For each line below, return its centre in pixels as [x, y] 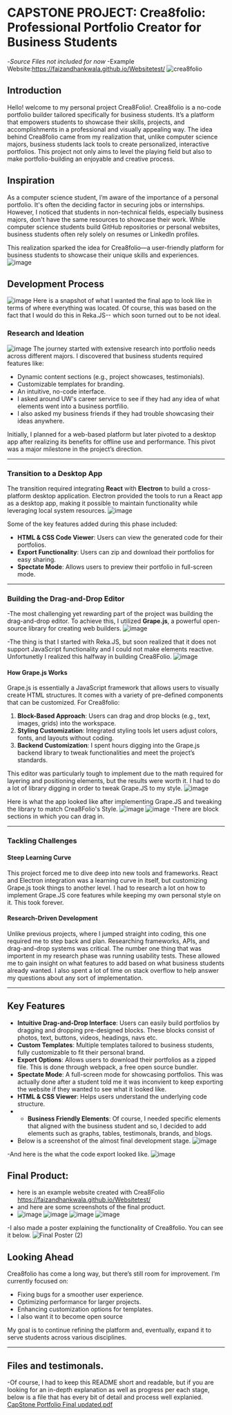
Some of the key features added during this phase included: [93, 524]
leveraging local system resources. [57, 510]
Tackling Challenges [42, 841]
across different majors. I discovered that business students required [105, 355]
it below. [19, 1236]
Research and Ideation [46, 333]
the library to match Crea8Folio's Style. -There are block [113, 809]
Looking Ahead [40, 1257]
